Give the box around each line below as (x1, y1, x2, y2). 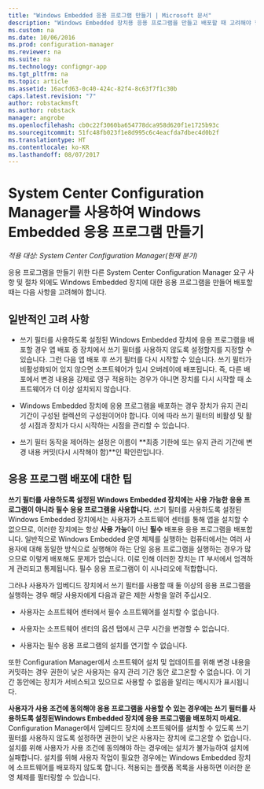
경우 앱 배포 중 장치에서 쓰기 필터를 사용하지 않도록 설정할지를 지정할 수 (34, 345, 253, 354)
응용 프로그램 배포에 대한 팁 (8, 472, 132, 486)
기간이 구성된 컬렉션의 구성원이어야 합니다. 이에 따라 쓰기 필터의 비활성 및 (19, 411, 244, 420)
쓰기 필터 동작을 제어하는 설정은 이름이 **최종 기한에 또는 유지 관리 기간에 (19, 438, 245, 446)
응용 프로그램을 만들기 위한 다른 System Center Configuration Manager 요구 (8, 268, 246, 277)
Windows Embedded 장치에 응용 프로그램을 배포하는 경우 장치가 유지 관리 (19, 401, 248, 410)
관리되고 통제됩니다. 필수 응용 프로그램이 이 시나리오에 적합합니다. (16, 564, 218, 573)
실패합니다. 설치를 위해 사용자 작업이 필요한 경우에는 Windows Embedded (8, 753, 237, 762)
